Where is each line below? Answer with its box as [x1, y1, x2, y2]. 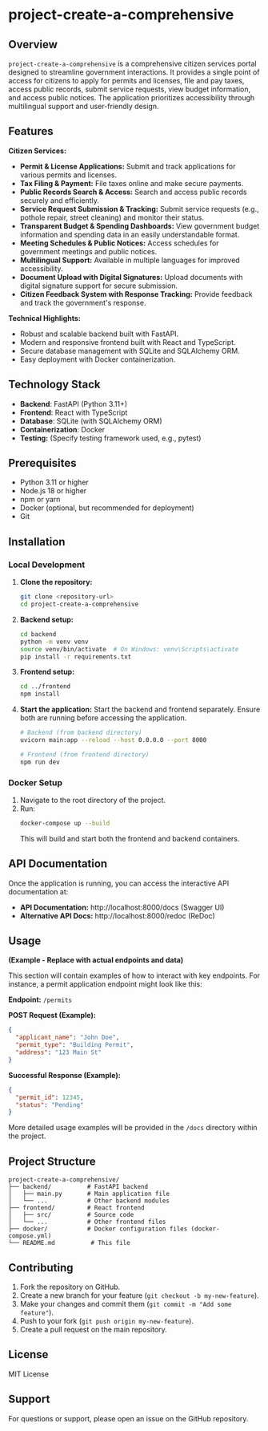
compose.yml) [8, 1232, 52, 1240]
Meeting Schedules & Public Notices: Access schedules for [19, 238, 219, 248]
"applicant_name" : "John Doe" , [15, 1033, 120, 1042]
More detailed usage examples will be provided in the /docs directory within [8, 1123, 258, 1133]
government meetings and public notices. [19, 246, 158, 256]
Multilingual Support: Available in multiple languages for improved [19, 255, 240, 265]
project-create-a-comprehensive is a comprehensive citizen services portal [8, 59, 258, 68]
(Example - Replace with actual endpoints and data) [8, 955, 184, 965]
